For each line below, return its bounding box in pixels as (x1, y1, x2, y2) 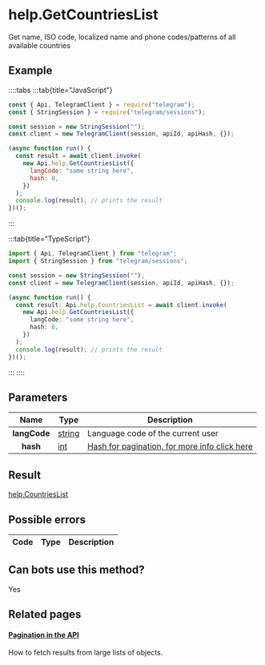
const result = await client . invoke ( (15, 152, 142, 160)
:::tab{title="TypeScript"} (8, 234, 90, 244)
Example (8, 64, 53, 78)
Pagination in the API (8, 630, 79, 639)
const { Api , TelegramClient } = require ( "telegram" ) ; (8, 100, 195, 109)
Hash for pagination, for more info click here (86, 441, 254, 452)
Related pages (8, 607, 82, 622)
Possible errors (8, 513, 86, 526)
